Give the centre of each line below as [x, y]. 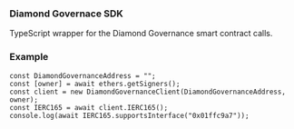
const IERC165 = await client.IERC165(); [89, 107]
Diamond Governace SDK [67, 14]
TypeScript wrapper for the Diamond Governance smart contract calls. [141, 34]
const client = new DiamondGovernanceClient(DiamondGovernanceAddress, [147, 92]
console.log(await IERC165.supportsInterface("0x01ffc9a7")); [129, 115]
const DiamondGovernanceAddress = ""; [83, 75]
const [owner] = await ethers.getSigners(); [95, 84]
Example [29, 57]
